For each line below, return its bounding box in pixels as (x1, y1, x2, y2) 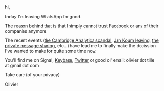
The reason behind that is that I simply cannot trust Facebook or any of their (5, 23, 159, 29)
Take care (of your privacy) (5, 72, 60, 77)
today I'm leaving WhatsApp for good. (5, 14, 82, 19)
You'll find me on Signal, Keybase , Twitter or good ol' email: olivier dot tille (5, 57, 155, 63)
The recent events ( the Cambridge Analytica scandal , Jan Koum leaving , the (5, 37, 159, 43)
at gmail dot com (5, 63, 39, 68)
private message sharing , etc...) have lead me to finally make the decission (5, 43, 156, 48)
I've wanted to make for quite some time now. (5, 48, 97, 54)
